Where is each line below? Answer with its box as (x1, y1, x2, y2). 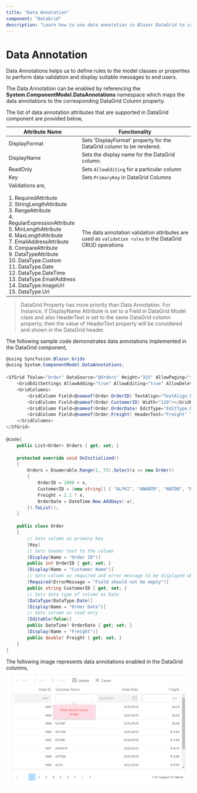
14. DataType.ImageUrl (8, 282, 64, 289)
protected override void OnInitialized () (16, 455, 119, 461)
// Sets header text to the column (27, 548, 114, 554)
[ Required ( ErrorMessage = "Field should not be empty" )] (27, 579, 169, 585)
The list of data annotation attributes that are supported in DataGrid (6, 109, 169, 116)
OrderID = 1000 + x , (37, 480, 88, 486)
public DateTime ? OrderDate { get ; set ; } (27, 623, 133, 628)
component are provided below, (6, 115, 83, 122)
